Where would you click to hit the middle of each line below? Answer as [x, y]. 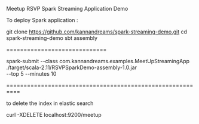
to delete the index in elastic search [50, 103]
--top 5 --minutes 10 [31, 74]
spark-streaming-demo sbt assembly [52, 38]
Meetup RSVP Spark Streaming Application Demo [67, 9]
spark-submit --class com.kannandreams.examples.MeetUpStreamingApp [98, 61]
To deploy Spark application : [42, 20]
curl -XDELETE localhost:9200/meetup [54, 115]
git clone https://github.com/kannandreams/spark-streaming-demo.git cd [97, 32]
